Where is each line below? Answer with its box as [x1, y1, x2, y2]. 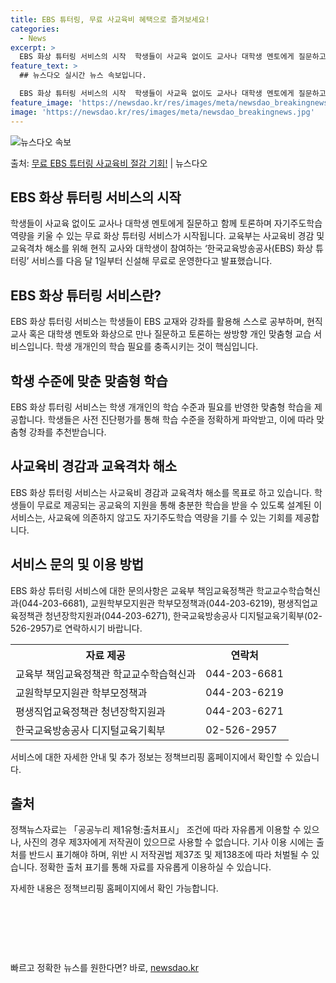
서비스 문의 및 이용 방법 [10, 556, 145, 573]
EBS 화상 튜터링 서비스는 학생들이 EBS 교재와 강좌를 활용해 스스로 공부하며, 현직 [10, 316, 323, 328]
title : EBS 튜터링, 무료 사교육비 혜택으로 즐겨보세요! [10, 14, 210, 25]
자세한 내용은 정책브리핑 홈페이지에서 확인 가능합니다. [10, 882, 219, 895]
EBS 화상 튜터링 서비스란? [10, 287, 162, 304]
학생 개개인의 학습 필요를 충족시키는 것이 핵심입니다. [55, 341, 259, 353]
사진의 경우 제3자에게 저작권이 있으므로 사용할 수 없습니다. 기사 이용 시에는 [23, 836, 315, 848]
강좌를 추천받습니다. [28, 426, 107, 438]
